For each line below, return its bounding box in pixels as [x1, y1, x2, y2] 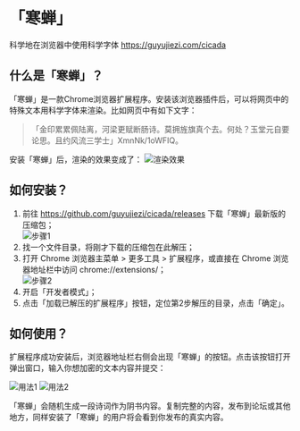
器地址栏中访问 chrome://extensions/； [21, 264, 167, 275]
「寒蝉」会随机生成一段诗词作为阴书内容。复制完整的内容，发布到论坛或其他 [9, 401, 291, 411]
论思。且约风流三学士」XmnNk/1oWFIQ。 [30, 135, 184, 146]
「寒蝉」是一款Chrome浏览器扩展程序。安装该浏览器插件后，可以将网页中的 [9, 93, 289, 104]
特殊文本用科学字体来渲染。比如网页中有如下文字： [9, 105, 197, 115]
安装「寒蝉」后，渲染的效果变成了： [9, 154, 143, 165]
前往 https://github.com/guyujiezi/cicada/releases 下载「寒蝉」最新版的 [21, 207, 287, 219]
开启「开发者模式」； [21, 286, 97, 297]
